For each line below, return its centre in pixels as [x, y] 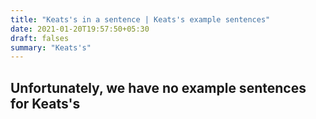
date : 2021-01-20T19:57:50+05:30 [80, 29]
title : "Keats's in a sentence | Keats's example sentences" [140, 19]
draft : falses [40, 38]
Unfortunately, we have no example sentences [158, 87]
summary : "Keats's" [51, 47]
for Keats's [45, 103]
